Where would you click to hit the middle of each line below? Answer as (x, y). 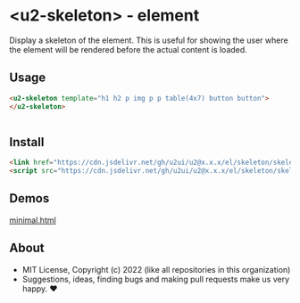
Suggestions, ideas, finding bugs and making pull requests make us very (156, 279)
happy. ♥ (40, 288)
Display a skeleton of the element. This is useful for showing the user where (149, 40)
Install (27, 142)
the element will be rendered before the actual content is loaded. (128, 49)
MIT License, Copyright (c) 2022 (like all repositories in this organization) (156, 269)
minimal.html (33, 220)
